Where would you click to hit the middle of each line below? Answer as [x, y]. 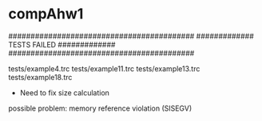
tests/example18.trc [40, 77]
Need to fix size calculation [65, 92]
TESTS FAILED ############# [62, 44]
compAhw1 [46, 14]
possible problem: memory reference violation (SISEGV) [100, 108]
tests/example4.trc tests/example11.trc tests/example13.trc [104, 68]
